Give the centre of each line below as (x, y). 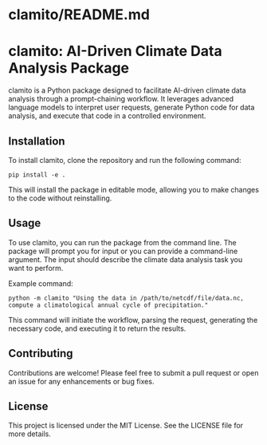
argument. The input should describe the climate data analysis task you (126, 259)
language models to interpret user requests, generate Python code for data (132, 107)
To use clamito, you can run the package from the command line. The (122, 242)
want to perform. (36, 268)
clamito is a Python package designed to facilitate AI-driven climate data (127, 90)
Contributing (41, 354)
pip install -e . (37, 175)
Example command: (41, 283)
